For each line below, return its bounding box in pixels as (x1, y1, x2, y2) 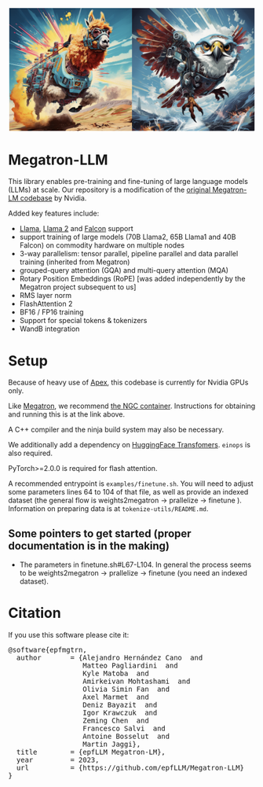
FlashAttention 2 (19, 299, 73, 309)
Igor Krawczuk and (82, 708, 158, 718)
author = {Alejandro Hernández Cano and (16, 653, 203, 663)
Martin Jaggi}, (82, 740, 141, 749)
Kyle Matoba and (82, 669, 149, 679)
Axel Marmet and (82, 693, 149, 702)
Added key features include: (8, 208, 100, 219)
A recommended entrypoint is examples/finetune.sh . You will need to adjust (8, 479, 254, 488)
